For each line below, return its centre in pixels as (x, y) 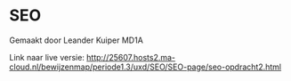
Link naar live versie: (47, 57)
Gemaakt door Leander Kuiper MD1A (77, 40)
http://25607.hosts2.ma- (131, 57)
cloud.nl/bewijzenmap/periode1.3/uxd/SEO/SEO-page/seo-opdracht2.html (145, 67)
